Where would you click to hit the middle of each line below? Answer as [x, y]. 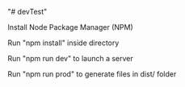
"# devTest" [27, 12]
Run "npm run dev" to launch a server [71, 58]
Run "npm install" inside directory [63, 43]
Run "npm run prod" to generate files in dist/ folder [92, 74]
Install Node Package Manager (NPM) [71, 27]
